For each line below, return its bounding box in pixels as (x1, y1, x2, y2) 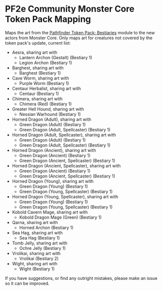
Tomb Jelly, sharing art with (12, 240, 68, 246)
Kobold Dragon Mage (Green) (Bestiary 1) (19, 214, 102, 220)
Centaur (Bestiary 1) (19, 91, 59, 97)
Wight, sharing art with (12, 260, 58, 266)
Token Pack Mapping (5, 14, 91, 25)
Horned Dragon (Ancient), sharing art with (12, 147, 96, 153)
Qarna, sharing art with (12, 219, 58, 225)
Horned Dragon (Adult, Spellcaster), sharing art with (12, 132, 116, 138)
